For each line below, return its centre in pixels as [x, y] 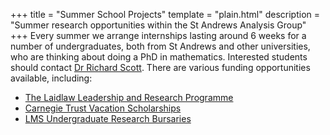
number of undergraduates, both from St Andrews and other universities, [160, 46]
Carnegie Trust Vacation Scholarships [103, 108]
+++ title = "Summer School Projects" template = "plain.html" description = [165, 14]
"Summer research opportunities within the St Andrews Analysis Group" [158, 25]
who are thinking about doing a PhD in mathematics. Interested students [159, 57]
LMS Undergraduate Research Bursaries [108, 118]
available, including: [51, 78]
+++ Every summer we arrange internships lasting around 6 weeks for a [158, 35]
